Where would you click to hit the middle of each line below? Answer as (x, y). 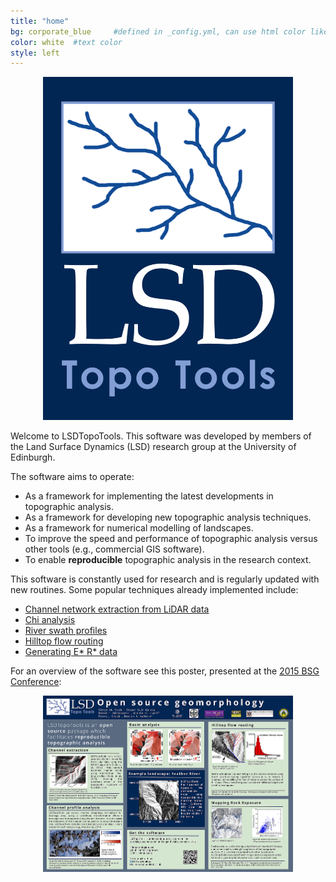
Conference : (36, 681)
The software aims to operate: (72, 476)
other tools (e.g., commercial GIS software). (114, 549)
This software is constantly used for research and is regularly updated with (165, 579)
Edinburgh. (33, 457)
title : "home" (40, 21)
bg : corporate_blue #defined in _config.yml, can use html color (158, 31)
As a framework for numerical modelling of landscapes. (139, 527)
